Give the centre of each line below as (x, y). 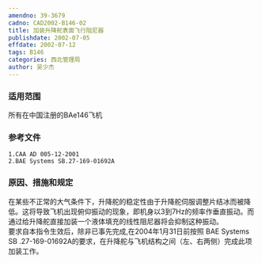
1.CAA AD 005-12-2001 (44, 154)
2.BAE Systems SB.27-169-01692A (61, 162)
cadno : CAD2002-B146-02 (47, 23)
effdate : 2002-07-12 (42, 45)
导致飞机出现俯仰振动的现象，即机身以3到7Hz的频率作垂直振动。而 (145, 212)
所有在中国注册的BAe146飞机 (55, 115)
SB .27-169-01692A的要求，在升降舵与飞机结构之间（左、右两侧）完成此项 (130, 241)
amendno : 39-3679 (37, 15)
